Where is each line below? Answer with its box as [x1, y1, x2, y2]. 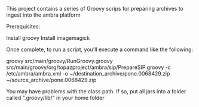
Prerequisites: [6, 23, 41, 30]
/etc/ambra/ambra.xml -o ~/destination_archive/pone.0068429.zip [6, 70, 170, 77]
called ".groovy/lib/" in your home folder [6, 95, 105, 101]
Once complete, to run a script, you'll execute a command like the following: [6, 46, 193, 53]
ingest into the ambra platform [6, 11, 81, 18]
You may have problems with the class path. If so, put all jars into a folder [6, 88, 186, 95]
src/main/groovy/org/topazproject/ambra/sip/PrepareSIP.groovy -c [6, 64, 172, 71]
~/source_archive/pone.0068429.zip [6, 77, 97, 83]
